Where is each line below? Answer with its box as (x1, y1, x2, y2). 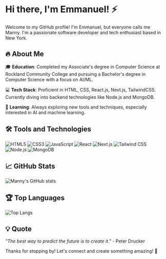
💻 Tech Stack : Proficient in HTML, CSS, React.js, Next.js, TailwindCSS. (5, 87, 156, 93)
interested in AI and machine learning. (5, 109, 86, 115)
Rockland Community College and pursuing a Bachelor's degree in (5, 71, 146, 77)
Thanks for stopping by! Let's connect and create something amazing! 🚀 (5, 248, 158, 254)
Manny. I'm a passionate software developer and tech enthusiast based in (5, 29, 161, 35)
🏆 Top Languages (5, 193, 65, 202)
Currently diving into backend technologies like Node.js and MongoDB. (5, 94, 155, 100)
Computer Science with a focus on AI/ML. (5, 76, 94, 82)
